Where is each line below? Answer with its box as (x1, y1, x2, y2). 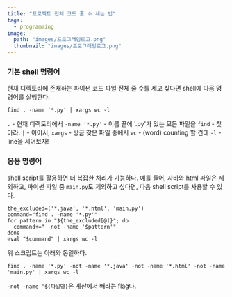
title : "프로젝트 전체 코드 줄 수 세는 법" (7, 10, 116, 17)
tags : (7, 17, 23, 24)
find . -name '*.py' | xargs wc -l (7, 107, 110, 114)
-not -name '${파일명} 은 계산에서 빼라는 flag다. (7, 282, 137, 290)
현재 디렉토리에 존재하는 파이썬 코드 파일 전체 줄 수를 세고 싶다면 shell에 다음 (7, 84, 215, 93)
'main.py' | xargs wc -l (7, 268, 79, 275)
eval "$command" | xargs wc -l (7, 235, 98, 243)
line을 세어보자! (7, 137, 49, 146)
